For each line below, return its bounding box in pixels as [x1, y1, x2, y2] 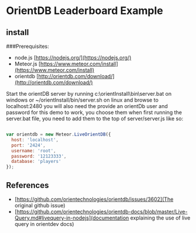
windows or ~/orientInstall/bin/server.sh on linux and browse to [6, 96, 159, 103]
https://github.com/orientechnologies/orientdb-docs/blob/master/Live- [16, 208, 188, 215]
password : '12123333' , [11, 153, 67, 159]
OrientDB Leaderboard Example [6, 4, 163, 18]
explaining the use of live [130, 214, 191, 221]
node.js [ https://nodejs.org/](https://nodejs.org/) [14, 54, 132, 61]
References [6, 180, 49, 190]
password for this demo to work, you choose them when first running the [6, 109, 183, 116]
